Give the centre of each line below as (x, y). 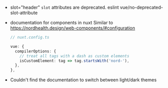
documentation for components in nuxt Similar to (62, 23)
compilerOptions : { (35, 51)
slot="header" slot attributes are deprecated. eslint (64, 7)
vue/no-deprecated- (141, 7)
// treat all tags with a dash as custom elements (75, 56)
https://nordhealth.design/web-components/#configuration (73, 28)
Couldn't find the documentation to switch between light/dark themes (83, 80)
